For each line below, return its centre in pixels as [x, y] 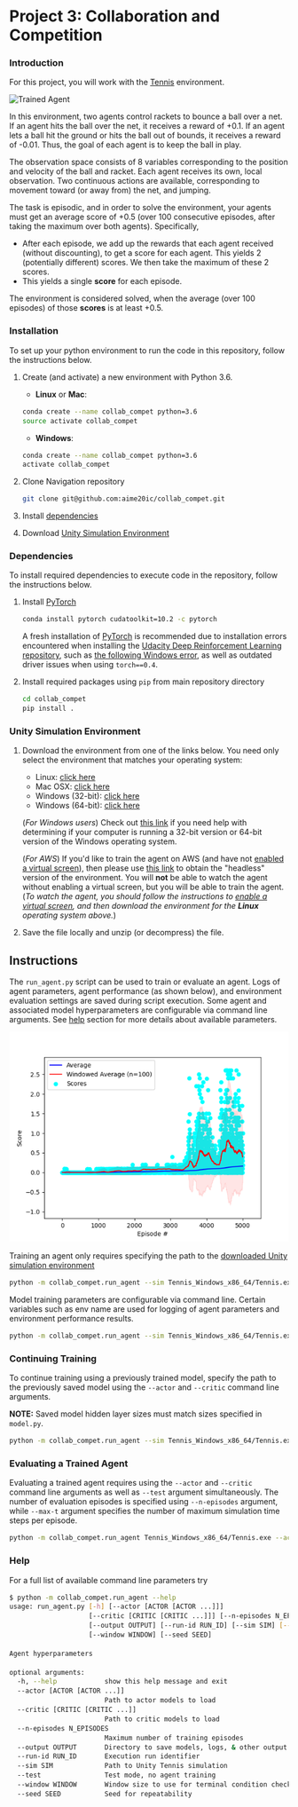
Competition [56, 35]
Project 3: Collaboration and [114, 16]
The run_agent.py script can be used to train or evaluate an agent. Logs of [145, 982]
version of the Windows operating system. [99, 841]
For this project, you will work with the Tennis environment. [117, 83]
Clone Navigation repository [73, 482]
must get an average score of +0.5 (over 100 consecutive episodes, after [142, 217]
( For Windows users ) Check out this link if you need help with [134, 823]
